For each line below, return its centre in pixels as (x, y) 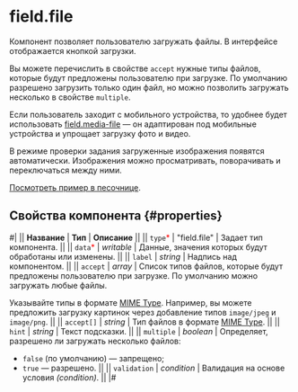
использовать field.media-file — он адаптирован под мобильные (133, 124)
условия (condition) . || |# (69, 377)
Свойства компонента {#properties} (116, 216)
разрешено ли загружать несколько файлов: (95, 341)
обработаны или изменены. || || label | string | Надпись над (123, 256)
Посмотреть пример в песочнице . (75, 187)
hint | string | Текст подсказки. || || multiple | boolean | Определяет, (139, 331)
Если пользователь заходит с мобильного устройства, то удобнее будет (148, 114)
